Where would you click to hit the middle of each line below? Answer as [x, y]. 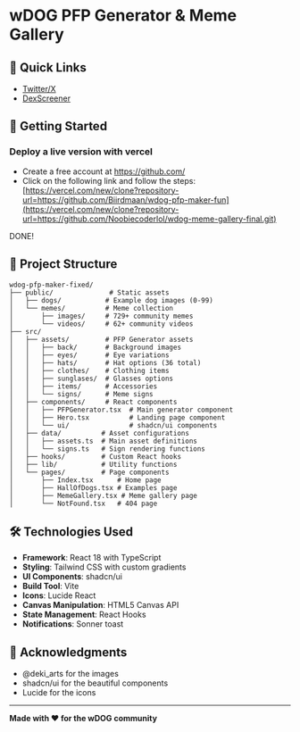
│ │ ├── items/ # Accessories [83, 386]
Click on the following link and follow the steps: [109, 180]
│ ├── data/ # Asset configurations [100, 433]
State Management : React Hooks [84, 615]
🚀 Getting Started [58, 126]
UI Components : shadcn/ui [72, 577]
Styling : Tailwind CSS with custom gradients [104, 567]
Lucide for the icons [59, 693]
